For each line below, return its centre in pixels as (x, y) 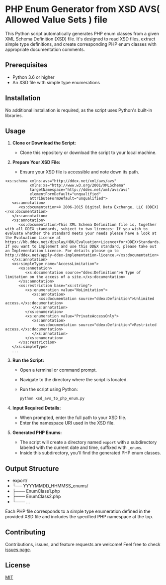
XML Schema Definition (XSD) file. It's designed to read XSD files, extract (80, 39)
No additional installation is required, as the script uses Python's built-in (79, 110)
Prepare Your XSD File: (36, 162)
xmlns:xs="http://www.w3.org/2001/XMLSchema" (78, 185)
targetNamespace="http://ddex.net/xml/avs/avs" (80, 190)
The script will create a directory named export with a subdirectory (88, 442)
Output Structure (32, 469)
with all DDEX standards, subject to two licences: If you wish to (77, 229)
